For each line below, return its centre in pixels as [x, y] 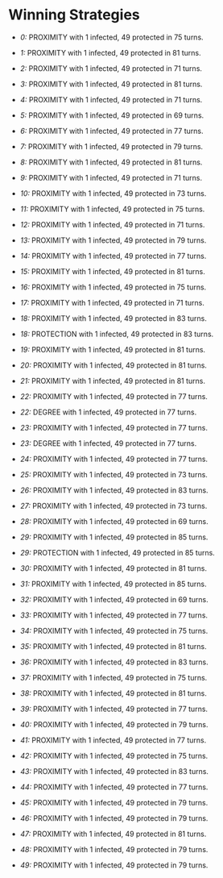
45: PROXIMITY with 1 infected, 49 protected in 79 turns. [114, 802]
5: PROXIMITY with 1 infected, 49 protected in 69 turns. [112, 115]
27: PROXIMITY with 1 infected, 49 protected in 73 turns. [114, 506]
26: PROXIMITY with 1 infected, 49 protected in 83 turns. [114, 490]
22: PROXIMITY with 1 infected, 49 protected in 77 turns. [114, 396]
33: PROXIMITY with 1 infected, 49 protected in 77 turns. [114, 615]
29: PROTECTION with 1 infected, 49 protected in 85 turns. [117, 552]
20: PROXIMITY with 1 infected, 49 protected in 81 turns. [114, 365]
